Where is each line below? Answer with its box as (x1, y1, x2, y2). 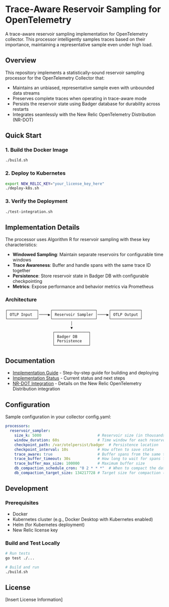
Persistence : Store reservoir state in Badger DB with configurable (12, 273, 149, 279)
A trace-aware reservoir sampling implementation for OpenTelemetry (5, 31, 148, 37)
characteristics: (5, 242, 38, 248)
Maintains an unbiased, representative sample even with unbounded (12, 85, 154, 91)
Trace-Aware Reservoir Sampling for (5, 4, 161, 15)
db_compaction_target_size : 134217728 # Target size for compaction (14, 471, 161, 476)
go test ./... (5, 555, 35, 561)
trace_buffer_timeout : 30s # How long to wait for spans (14, 457, 161, 462)
